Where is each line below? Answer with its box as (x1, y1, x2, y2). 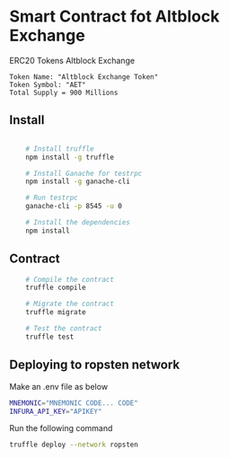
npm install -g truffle (25, 153, 115, 162)
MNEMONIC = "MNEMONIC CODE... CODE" (9, 398, 139, 408)
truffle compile (25, 283, 87, 293)
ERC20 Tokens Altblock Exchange (9, 55, 136, 66)
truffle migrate (25, 308, 87, 317)
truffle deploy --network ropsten (9, 440, 139, 450)
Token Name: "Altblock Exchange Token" (9, 72, 159, 82)
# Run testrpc (25, 193, 78, 203)
